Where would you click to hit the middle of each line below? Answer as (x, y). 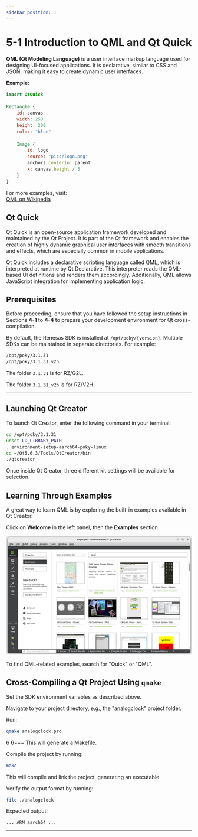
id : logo (38, 151)
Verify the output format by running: (50, 788)
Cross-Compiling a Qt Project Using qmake (84, 683)
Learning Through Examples (59, 495)
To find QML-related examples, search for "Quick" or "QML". (80, 664)
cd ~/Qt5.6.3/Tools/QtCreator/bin (49, 453)
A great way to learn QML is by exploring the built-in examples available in (96, 510)
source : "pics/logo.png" (58, 157)
